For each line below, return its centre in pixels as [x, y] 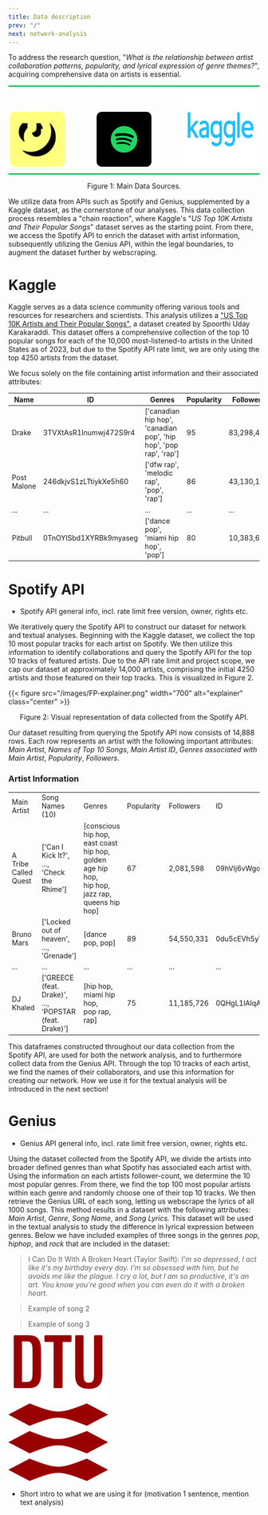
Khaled [23, 1007]
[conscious [102, 826]
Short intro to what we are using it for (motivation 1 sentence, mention [134, 1493]
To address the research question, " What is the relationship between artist [131, 58]
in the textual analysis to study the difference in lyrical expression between [131, 1227]
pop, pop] [99, 943]
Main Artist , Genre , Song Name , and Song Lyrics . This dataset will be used [131, 1218]
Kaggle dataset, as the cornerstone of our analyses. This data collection [126, 210]
